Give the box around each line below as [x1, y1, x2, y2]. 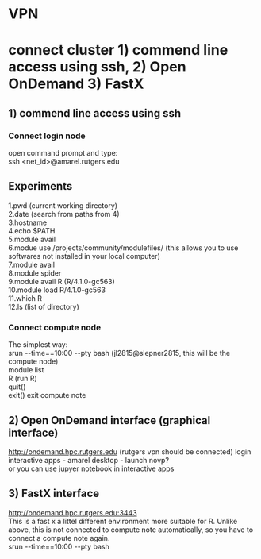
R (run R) [8, 374, 37, 384]
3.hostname [8, 218, 48, 227]
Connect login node [8, 130, 86, 141]
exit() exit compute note [8, 391, 86, 400]
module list [8, 365, 44, 375]
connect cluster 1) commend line [8, 41, 228, 60]
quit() [8, 382, 26, 391]
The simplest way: [8, 340, 68, 349]
